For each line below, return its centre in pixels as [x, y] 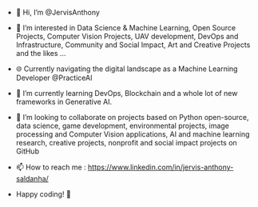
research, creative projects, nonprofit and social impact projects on [126, 143]
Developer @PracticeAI [54, 78]
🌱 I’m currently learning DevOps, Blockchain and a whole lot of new [127, 93]
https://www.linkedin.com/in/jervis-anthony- [161, 167]
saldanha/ [32, 179]
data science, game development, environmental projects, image [123, 125]
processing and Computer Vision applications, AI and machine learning [133, 134]
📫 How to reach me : [51, 167]
